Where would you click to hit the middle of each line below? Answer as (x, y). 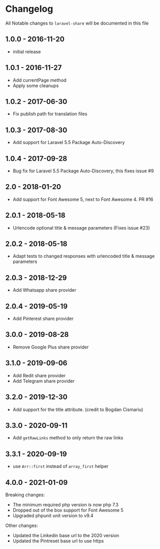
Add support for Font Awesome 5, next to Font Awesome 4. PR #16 (83, 199)
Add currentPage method (39, 80)
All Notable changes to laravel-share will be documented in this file (77, 23)
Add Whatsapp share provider (44, 290)
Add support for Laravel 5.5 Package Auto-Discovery (69, 143)
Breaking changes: (25, 495)
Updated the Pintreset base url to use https (58, 541)
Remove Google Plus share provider (51, 347)
